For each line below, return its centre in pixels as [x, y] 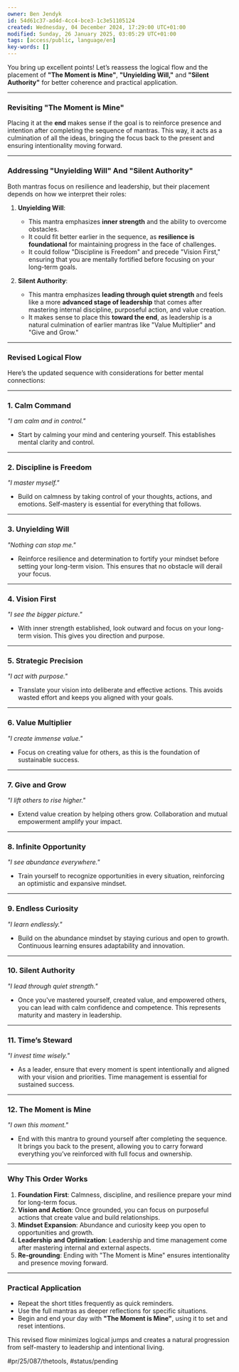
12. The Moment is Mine [49, 1109]
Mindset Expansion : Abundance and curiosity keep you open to [112, 1225]
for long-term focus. [47, 1202]
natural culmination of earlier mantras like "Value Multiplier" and [122, 324]
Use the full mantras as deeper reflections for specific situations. [113, 1311]
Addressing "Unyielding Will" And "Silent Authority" [100, 171]
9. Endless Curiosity [43, 909]
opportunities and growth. [55, 1233]
